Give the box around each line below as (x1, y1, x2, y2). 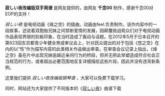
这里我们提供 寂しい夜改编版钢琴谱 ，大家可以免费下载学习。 (5, 75, 128, 81)
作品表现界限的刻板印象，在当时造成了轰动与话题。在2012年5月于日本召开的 (5, 34, 160, 39)
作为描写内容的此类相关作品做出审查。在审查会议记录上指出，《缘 (26, 46, 158, 52)
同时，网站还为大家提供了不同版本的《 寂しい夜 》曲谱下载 (5, 86, 121, 91)
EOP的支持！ (5, 11, 31, 17)
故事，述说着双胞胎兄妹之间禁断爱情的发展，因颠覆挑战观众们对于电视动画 (9, 28, 160, 33)
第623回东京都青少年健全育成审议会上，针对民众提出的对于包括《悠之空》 (5, 40, 155, 46)
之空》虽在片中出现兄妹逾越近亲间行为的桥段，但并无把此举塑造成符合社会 (5, 52, 156, 58)
